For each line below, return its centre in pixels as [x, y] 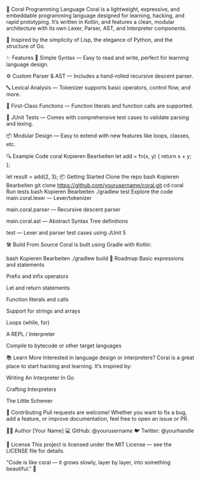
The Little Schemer [30, 401]
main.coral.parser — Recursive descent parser [64, 209]
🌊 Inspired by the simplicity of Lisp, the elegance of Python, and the [90, 40]
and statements [25, 265]
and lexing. [20, 124]
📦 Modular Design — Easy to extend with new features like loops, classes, [98, 135]
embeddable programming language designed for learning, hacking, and [96, 16]
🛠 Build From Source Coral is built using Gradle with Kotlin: [79, 244]
